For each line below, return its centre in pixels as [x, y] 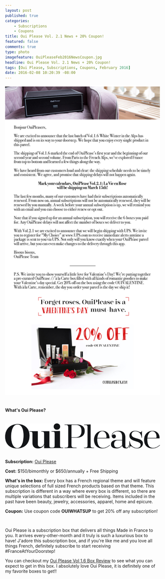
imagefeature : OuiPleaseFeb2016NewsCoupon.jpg [54, 57]
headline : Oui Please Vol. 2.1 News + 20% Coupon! [58, 62]
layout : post [18, 10]
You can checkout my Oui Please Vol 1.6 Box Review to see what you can [79, 561]
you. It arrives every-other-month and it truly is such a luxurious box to [77, 535]
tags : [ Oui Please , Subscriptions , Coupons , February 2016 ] [68, 68]
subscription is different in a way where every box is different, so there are [80, 491]
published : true [22, 16]
